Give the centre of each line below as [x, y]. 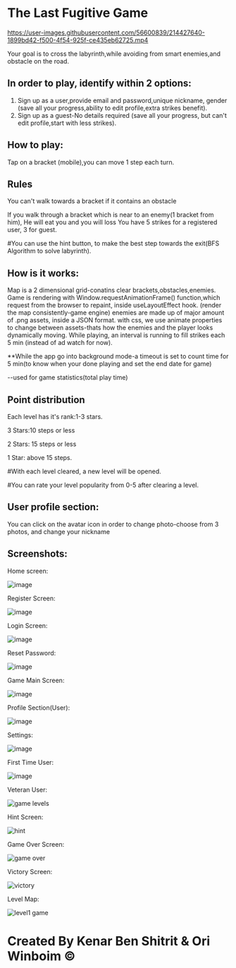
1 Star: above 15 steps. [40, 458]
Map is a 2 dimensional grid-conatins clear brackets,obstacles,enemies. [112, 290]
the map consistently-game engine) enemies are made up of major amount [116, 313]
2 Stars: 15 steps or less [42, 444]
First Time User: [31, 762]
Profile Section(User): [39, 708]
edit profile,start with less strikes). [67, 123]
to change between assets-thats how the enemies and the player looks [110, 328]
